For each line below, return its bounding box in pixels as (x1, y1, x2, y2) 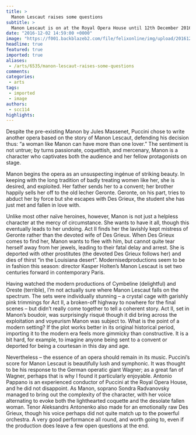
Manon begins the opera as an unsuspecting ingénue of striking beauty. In (6, 170, 185, 177)
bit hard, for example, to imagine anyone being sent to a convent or (6, 336, 167, 343)
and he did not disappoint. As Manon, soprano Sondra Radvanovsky (6, 385, 170, 392)
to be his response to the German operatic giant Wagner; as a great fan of (6, 367, 184, 374)
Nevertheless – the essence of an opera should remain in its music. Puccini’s (6, 354, 190, 361)
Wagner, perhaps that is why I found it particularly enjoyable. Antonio (6, 372, 172, 379)
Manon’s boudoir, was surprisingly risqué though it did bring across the (6, 311, 177, 318)
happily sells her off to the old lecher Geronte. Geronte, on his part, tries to (6, 189, 185, 196)
